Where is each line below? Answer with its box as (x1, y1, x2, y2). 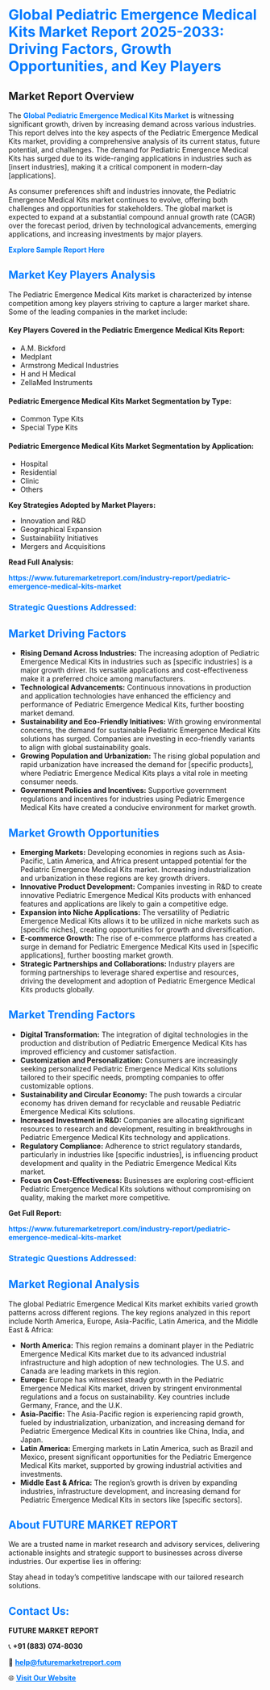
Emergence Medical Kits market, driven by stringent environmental (19, 1383, 243, 1393)
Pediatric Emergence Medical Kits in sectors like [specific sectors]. (19, 1495, 243, 1504)
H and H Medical (19, 369, 77, 379)
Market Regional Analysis (8, 1277, 140, 1291)
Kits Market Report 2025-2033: (8, 23, 225, 41)
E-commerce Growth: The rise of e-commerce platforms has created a (19, 933, 258, 942)
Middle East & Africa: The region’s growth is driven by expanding (19, 1478, 238, 1487)
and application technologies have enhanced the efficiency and (19, 691, 231, 701)
